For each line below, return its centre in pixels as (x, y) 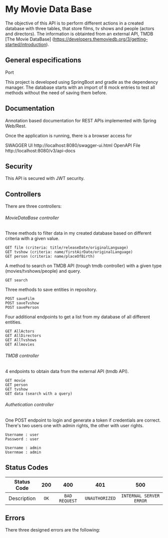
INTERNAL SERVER (140, 496)
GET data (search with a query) (39, 394)
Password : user (22, 439)
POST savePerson (22, 308)
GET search (16, 280)
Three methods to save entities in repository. (51, 290)
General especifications (43, 60)
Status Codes (27, 468)
